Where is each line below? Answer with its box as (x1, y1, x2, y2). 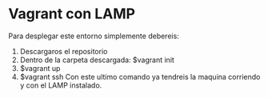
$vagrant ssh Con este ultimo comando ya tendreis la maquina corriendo (19, 72, 261, 81)
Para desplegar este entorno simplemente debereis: (8, 31, 180, 41)
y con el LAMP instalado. (19, 80, 102, 90)
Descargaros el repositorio (19, 46, 108, 56)
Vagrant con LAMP (8, 5, 136, 23)
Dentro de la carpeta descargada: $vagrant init (19, 55, 174, 65)
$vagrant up (19, 63, 61, 73)
